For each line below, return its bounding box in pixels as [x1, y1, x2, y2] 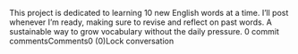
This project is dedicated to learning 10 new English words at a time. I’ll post [9, 8, 289, 18]
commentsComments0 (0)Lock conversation [9, 35, 175, 46]
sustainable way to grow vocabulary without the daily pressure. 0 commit [9, 27, 279, 36]
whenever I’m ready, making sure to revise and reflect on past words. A [9, 17, 273, 27]
